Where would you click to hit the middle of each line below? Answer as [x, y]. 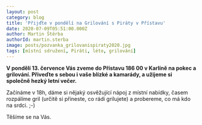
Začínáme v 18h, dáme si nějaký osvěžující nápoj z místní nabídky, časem [97, 92]
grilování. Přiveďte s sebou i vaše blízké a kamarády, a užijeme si [89, 74]
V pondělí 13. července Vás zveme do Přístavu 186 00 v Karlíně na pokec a [101, 68]
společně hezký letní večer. [42, 81]
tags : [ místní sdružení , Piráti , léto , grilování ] [71, 51]
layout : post [23, 12]
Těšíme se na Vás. [29, 117]
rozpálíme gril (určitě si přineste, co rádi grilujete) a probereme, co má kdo [99, 99]
